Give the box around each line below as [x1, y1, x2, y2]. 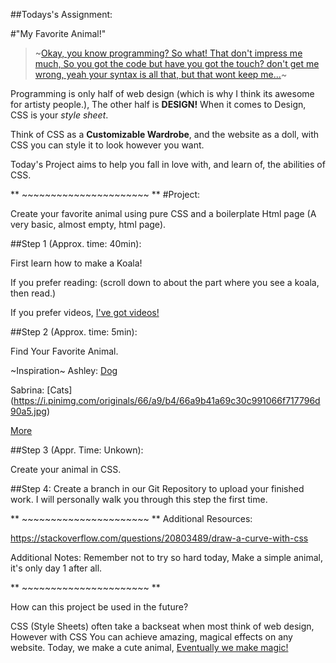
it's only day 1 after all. [10, 562, 103, 574]
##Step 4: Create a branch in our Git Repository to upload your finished [10, 483, 305, 494]
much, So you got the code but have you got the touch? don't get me [34, 58, 320, 69]
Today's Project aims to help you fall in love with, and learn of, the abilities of [10, 159, 326, 170]
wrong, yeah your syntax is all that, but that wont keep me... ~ [34, 69, 288, 80]
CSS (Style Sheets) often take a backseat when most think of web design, [10, 620, 315, 632]
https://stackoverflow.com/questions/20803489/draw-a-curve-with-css [10, 532, 309, 544]
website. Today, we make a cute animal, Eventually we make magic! [10, 642, 289, 653]
